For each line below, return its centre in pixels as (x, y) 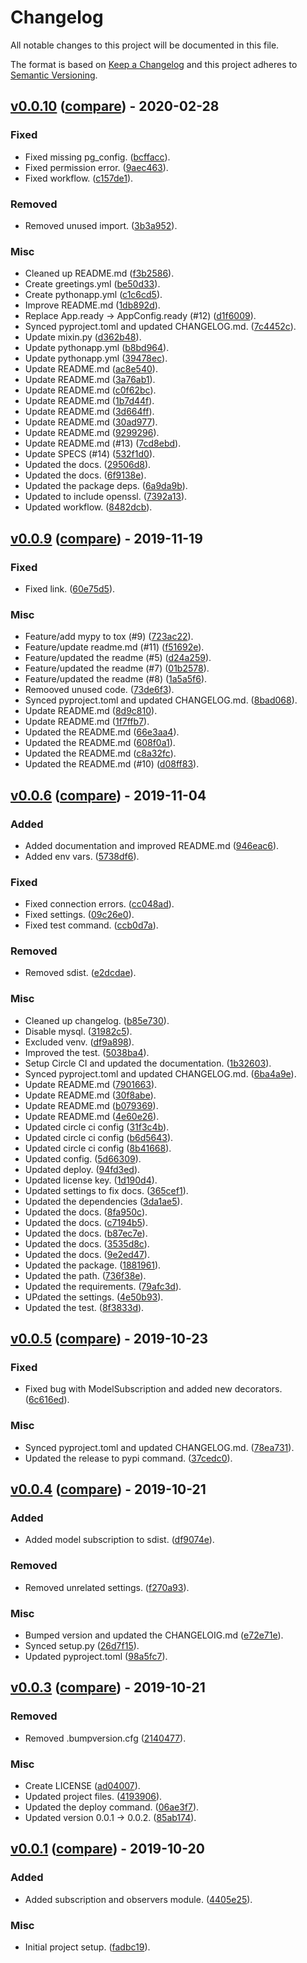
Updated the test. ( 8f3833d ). (84, 1307)
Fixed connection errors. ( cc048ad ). (99, 904)
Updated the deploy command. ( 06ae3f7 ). (112, 1807)
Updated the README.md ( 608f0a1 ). (100, 743)
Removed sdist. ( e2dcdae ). (80, 973)
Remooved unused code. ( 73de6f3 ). (99, 690)
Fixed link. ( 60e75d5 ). (70, 588)
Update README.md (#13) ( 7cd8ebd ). (103, 443)
